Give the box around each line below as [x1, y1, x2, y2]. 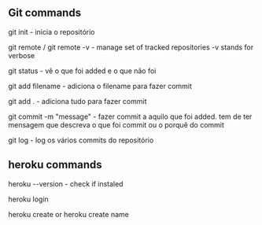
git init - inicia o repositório [8, 27, 95, 36]
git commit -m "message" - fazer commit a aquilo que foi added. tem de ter [8, 112, 253, 121]
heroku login [8, 194, 49, 204]
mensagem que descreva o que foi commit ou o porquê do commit [8, 120, 224, 129]
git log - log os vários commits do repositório [8, 135, 154, 145]
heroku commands [8, 158, 102, 172]
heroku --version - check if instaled [8, 179, 124, 188]
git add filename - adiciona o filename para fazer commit [8, 81, 193, 90]
